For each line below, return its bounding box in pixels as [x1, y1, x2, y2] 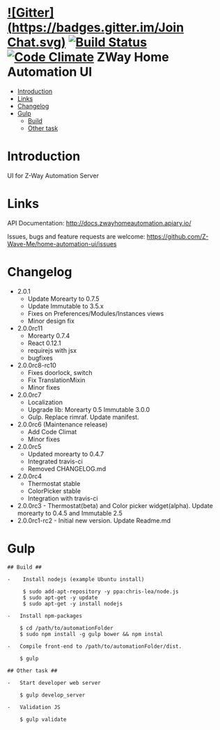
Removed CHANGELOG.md [27, 464, 107, 473]
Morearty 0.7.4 [27, 331, 70, 340]
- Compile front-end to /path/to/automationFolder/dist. [7, 642, 182, 650]
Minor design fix [27, 317, 75, 325]
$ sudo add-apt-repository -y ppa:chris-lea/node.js [22, 588, 179, 595]
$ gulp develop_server [19, 691, 86, 699]
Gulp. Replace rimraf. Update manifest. [27, 413, 139, 421]
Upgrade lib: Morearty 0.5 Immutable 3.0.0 [27, 405, 150, 413]
